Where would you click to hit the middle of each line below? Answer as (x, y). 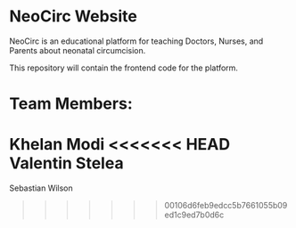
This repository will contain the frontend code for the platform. (124, 68)
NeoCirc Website (74, 16)
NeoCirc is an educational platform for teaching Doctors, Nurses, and (136, 41)
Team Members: (71, 104)
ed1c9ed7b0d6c (194, 215)
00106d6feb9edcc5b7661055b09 (226, 206)
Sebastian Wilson (41, 188)
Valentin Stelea (66, 163)
